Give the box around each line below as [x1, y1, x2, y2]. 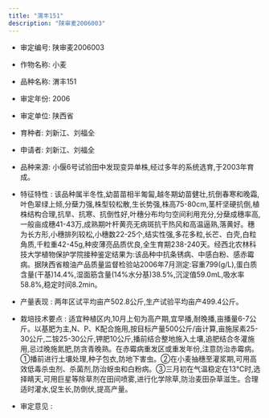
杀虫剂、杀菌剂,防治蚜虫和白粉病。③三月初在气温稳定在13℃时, [41, 363, 255, 374]
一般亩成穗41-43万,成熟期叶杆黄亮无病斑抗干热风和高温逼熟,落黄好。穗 [19, 219, 255, 229]
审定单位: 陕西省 [19, 110, 74, 121]
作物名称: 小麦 [19, 59, 67, 69]
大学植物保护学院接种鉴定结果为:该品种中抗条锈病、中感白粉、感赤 [26, 249, 247, 259]
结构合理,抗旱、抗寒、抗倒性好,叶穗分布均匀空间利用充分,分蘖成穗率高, [26, 209, 261, 219]
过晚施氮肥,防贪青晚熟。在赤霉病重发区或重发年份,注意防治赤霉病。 [35, 343, 259, 354]
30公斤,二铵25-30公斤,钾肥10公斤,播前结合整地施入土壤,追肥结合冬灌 [19, 334, 248, 343]
